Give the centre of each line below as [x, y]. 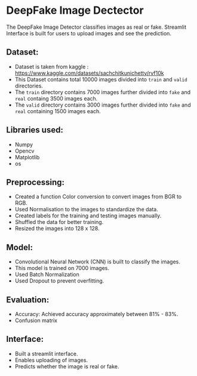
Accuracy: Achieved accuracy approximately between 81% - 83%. [96, 314]
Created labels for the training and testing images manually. [88, 216]
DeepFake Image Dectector [75, 10]
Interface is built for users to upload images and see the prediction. [89, 33]
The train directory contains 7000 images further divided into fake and [103, 92]
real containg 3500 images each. [56, 98]
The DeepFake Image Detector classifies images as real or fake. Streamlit [96, 27]
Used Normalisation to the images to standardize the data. [86, 210]
